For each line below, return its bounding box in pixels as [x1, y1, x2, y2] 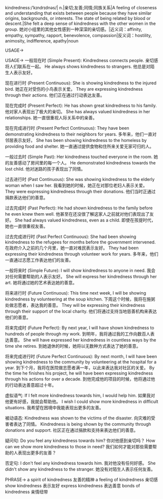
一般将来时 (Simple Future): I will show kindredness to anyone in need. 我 [5, 268, 152, 273]
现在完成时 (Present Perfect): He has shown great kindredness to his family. [5, 102, 157, 108]
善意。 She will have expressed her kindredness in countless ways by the [9, 337, 157, 343]
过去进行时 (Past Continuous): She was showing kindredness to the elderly [5, 177, 155, 182]
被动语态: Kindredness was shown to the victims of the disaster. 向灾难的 [5, 415, 151, 421]
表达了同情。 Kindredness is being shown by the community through [13, 421, 151, 427]
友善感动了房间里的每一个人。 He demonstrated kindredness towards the [9, 160, 156, 165]
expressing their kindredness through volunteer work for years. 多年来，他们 [5, 251, 159, 257]
